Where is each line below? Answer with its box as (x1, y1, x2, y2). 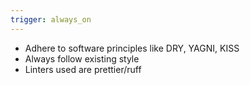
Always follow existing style (24, 52, 140, 65)
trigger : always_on (10, 14, 92, 25)
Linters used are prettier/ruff (24, 63, 142, 75)
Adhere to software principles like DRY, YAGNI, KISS (24, 42, 240, 54)
